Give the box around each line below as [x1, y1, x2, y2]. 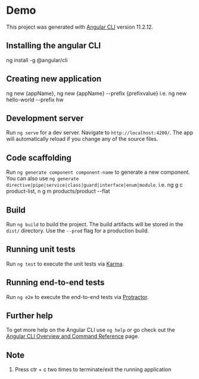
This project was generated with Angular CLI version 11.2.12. [6, 23, 154, 30]
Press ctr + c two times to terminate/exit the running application [14, 366, 172, 373]
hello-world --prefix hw [6, 96, 64, 103]
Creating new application [6, 74, 102, 84]
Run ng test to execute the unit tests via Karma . [6, 260, 124, 267]
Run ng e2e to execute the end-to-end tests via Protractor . [6, 293, 149, 300]
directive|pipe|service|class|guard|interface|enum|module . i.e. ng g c [6, 181, 183, 189]
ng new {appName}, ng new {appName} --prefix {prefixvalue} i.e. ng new [6, 90, 186, 97]
